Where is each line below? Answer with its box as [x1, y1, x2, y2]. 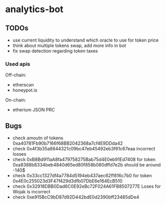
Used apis [5, 60, 30, 67]
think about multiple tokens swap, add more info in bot [12, 43, 127, 49]
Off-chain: [5, 72, 27, 78]
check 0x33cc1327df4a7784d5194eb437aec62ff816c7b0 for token [12, 173, 152, 179]
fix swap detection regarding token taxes [12, 48, 98, 54]
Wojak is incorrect [12, 189, 51, 195]
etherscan [12, 82, 34, 88]
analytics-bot [5, 4, 64, 15]
